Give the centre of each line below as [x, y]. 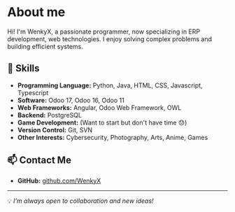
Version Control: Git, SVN [55, 129]
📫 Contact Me [40, 161]
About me [36, 12]
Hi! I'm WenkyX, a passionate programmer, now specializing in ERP [104, 31]
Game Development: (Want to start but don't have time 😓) [102, 122]
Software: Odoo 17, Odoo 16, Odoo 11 [71, 100]
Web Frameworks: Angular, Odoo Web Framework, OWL [99, 107]
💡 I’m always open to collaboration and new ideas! [80, 201]
